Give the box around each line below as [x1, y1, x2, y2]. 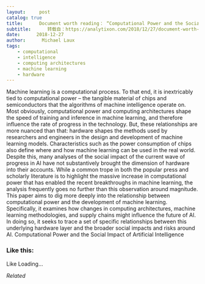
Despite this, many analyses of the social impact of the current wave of [6, 153, 185, 161]
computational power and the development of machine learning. [6, 198, 168, 206]
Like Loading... [6, 260, 44, 268]
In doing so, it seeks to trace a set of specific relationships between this [6, 218, 187, 225]
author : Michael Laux [6, 37, 75, 43]
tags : [6, 43, 20, 49]
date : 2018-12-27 [6, 32, 64, 38]
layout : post [6, 9, 51, 15]
